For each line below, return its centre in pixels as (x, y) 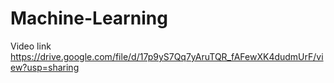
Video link (31, 46)
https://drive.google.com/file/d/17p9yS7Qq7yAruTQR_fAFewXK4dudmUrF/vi (167, 56)
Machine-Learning (89, 18)
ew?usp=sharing (45, 67)
